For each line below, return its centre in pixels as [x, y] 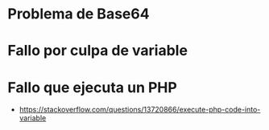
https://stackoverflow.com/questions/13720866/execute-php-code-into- [140, 110]
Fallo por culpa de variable [98, 51]
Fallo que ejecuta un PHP [93, 87]
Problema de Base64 [79, 14]
